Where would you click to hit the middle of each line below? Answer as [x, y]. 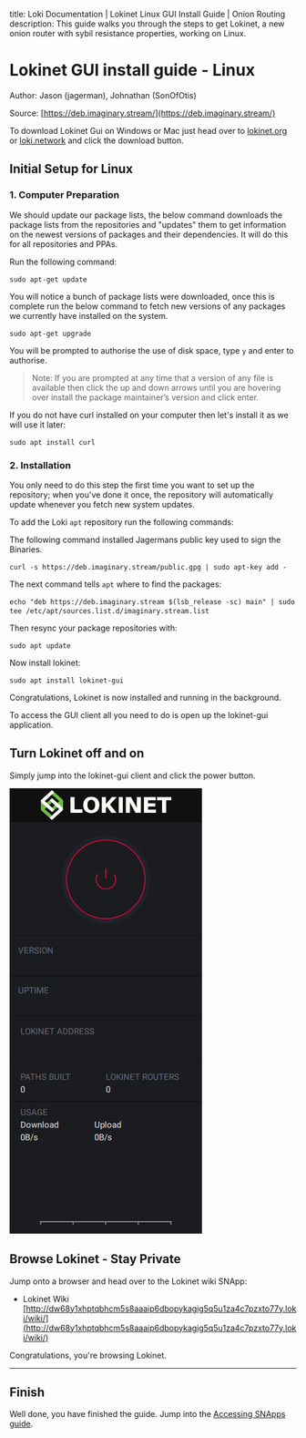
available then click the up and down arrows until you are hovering [156, 387]
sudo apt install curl [52, 442]
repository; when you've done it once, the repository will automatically [142, 494]
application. [31, 724]
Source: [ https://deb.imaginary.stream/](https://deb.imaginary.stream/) [143, 113]
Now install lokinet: [45, 663]
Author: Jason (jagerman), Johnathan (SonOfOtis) [103, 95]
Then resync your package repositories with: [93, 628]
